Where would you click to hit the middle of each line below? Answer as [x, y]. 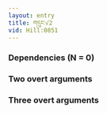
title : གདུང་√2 [31, 23]
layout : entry [32, 15]
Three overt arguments [53, 100]
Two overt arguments [50, 79]
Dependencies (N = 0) [52, 58]
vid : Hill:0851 [33, 30]
